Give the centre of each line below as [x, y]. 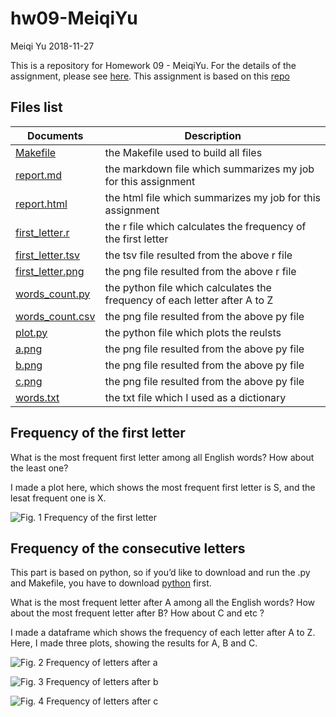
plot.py [31, 332]
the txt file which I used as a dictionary [195, 397]
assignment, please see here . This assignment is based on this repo [150, 76]
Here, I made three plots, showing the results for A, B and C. [134, 643]
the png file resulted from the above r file [200, 271]
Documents [55, 135]
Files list [36, 107]
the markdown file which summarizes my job [209, 169]
